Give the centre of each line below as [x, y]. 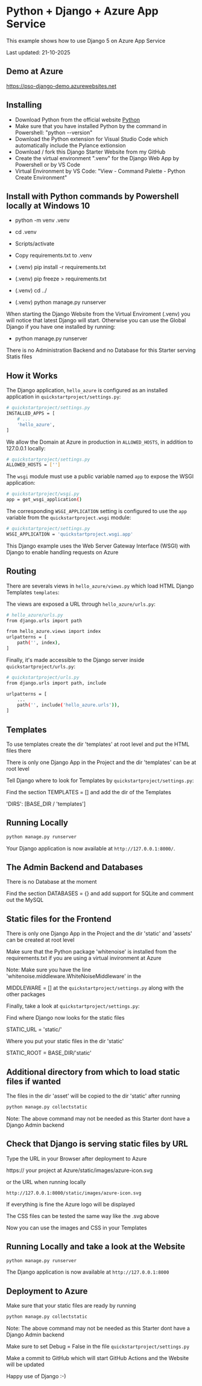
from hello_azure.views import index [54, 632]
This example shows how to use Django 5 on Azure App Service [86, 40]
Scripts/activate [35, 244]
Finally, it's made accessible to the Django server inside [75, 659]
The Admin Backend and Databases [75, 868]
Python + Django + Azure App [82, 11]
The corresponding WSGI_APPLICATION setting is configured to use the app [96, 511]
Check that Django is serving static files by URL [97, 1144]
